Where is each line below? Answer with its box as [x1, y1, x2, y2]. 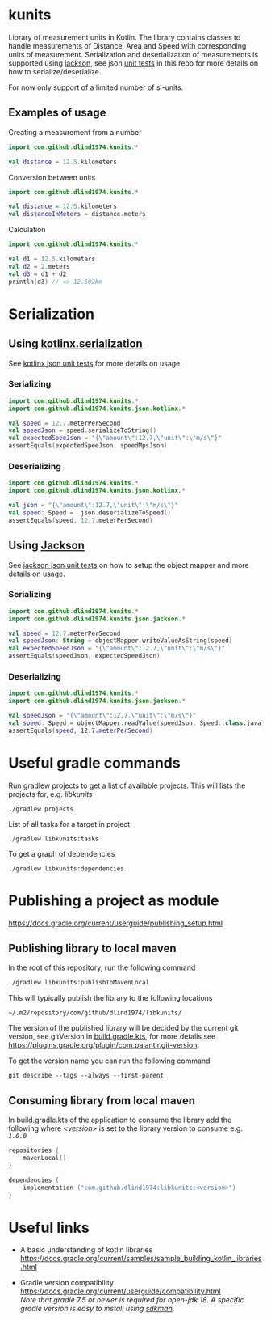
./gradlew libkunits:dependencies [8, 864, 125, 873]
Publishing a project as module [8, 891, 219, 909]
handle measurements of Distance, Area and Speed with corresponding [8, 40, 247, 50]
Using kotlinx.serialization [8, 337, 143, 351]
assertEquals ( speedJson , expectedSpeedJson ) [8, 652, 161, 660]
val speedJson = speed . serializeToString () [8, 426, 157, 434]
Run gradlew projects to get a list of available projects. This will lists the [8, 781, 246, 790]
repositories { [8, 1146, 60, 1154]
